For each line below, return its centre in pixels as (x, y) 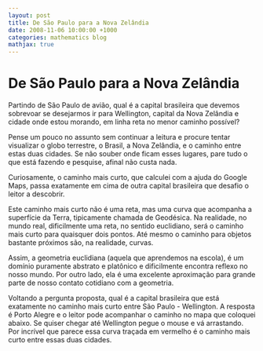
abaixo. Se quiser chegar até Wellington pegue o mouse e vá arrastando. (126, 324)
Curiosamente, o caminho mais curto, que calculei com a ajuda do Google (128, 177)
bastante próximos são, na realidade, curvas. (81, 243)
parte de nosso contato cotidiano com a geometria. (91, 283)
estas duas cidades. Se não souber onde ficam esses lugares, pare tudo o (128, 154)
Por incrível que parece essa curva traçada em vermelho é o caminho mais (129, 331)
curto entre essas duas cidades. (60, 340)
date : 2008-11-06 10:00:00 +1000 (63, 30)
